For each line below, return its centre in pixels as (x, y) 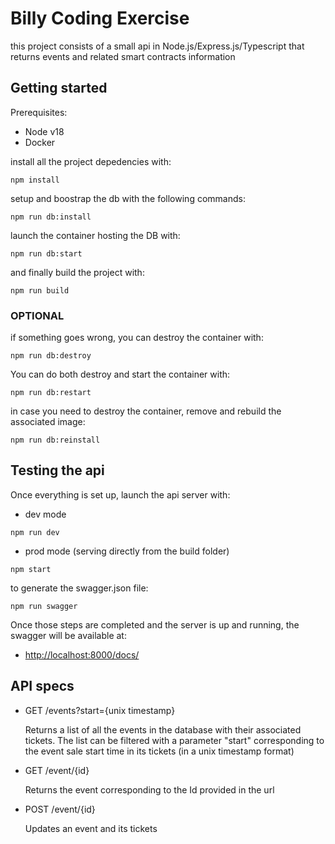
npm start (31, 569)
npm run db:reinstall (55, 440)
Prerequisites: (39, 112)
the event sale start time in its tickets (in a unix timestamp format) (159, 751)
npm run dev (35, 532)
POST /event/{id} (60, 809)
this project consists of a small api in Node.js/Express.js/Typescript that (157, 46)
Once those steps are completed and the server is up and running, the (155, 624)
